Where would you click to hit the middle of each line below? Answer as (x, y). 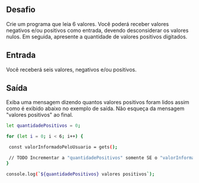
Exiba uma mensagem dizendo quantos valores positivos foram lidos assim (98, 102)
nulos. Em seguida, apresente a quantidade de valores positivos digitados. (97, 36)
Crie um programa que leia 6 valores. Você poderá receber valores (88, 24)
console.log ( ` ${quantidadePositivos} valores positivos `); (81, 174)
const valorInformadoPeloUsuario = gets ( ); (63, 147)
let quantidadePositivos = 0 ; (44, 126)
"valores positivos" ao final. (40, 115)
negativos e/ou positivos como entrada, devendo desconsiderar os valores (97, 30)
